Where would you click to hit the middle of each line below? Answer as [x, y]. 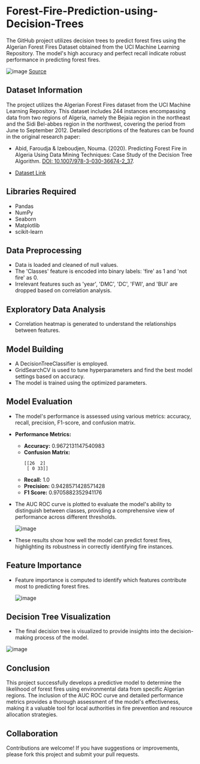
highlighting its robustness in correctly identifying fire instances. [94, 546]
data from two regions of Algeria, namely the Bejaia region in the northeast [98, 117]
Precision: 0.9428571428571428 [64, 486]
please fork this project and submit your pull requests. [73, 754]
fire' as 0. [27, 278]
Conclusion [28, 668]
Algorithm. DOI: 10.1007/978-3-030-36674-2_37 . [75, 161]
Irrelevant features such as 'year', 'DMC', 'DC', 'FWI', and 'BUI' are [96, 284]
